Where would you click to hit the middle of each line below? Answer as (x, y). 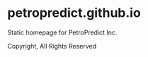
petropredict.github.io (74, 13)
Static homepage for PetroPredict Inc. (62, 32)
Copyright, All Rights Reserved (52, 46)
